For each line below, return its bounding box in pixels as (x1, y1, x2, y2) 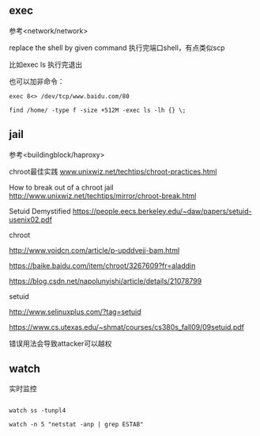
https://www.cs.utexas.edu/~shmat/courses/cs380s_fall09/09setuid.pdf (9, 322, 244, 331)
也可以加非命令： (9, 76, 65, 86)
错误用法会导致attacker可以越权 (9, 338, 112, 348)
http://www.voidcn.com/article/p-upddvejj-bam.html (9, 245, 180, 254)
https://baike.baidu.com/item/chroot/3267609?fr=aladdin (9, 261, 196, 270)
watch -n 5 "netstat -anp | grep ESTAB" (9, 421, 145, 429)
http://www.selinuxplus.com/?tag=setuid (9, 307, 141, 316)
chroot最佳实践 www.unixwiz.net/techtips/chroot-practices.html (9, 166, 217, 176)
